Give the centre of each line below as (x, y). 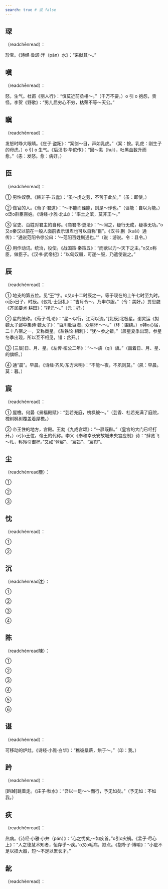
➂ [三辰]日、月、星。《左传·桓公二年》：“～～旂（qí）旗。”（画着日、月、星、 (84, 348)
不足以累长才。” (55, 851)
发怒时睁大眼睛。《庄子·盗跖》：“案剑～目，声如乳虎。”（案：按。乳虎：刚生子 (83, 144)
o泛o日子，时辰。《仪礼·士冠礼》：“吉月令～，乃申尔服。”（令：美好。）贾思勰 (83, 301)
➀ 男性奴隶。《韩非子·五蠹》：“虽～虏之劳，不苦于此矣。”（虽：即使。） (77, 197)
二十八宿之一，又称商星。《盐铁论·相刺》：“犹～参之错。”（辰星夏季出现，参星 (83, 331)
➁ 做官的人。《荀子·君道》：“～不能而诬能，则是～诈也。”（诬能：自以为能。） (84, 208)
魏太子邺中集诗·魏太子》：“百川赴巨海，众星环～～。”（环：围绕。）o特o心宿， (84, 325)
